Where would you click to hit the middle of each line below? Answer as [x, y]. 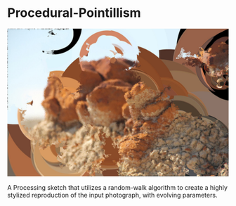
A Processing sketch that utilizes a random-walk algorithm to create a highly [118, 187]
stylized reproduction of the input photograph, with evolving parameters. [112, 195]
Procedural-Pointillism [74, 13]
